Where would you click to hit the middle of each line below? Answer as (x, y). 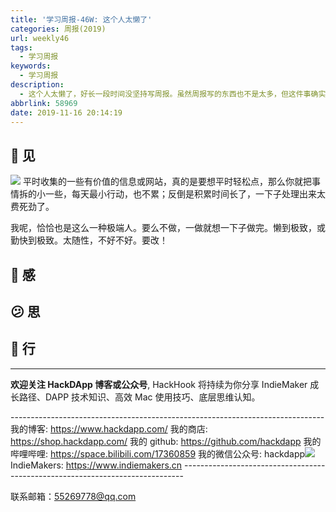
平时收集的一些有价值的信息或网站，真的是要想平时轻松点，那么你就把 (167, 182)
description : (37, 85)
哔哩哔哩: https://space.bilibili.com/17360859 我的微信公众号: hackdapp (158, 453)
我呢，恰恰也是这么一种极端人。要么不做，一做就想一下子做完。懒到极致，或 (168, 228)
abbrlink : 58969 (44, 103)
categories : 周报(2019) (58, 29)
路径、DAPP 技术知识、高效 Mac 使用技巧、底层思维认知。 (139, 397)
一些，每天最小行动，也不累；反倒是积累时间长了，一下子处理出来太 (185, 194)
